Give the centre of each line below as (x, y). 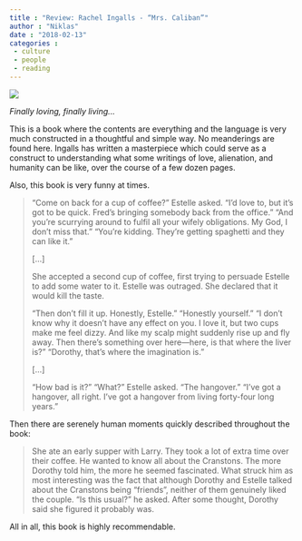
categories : (34, 43)
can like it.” (52, 241)
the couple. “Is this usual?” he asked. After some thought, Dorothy (155, 499)
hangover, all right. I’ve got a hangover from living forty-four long (153, 397)
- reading (32, 69)
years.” (45, 406)
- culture (32, 52)
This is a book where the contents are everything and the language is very (148, 129)
